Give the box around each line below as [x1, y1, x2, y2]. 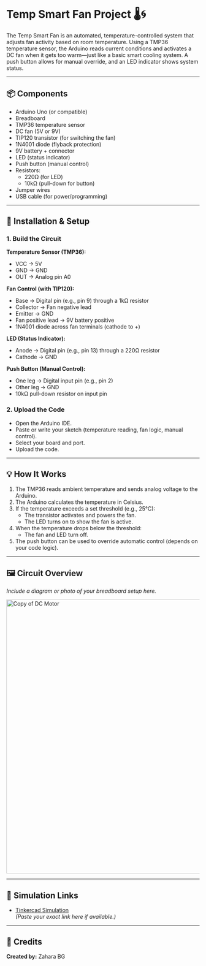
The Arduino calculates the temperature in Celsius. [15, 498, 144, 506]
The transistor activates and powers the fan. [24, 511, 137, 519]
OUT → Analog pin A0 [15, 273, 71, 281]
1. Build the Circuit [6, 235, 61, 243]
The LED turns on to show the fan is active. [24, 518, 134, 525]
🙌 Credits [6, 937, 43, 947]
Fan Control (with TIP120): [6, 285, 75, 292]
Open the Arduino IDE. [15, 419, 72, 427]
